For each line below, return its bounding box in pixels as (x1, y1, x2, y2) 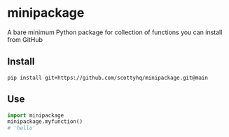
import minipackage (7, 112, 64, 119)
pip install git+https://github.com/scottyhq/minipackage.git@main (7, 74, 209, 81)
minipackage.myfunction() (7, 118, 83, 125)
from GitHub (7, 35, 43, 43)
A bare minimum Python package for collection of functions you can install (7, 28, 223, 36)
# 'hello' (7, 124, 36, 132)
